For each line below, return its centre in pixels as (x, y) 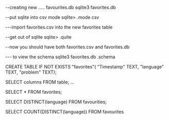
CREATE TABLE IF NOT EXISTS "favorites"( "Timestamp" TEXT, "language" (85, 67)
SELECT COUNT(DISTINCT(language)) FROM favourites (65, 112)
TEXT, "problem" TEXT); (31, 72)
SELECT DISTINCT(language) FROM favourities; (56, 102)
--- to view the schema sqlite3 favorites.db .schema (60, 57)
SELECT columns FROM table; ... (40, 82)
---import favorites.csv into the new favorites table (59, 27)
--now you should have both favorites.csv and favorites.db (68, 47)
